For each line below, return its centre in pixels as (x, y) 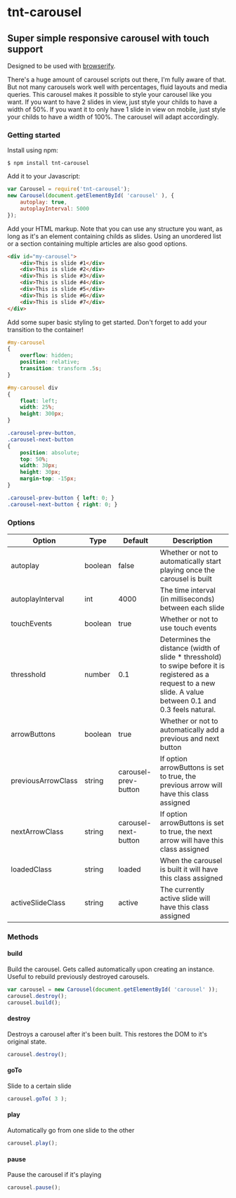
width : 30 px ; (39, 466)
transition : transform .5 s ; (61, 369)
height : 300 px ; (42, 414)
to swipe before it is (192, 666)
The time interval (188, 590)
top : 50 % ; (34, 459)
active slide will (185, 898)
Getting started (34, 135)
